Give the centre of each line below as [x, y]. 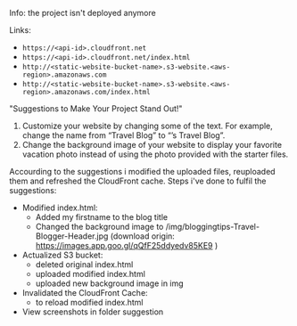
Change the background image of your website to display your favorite [152, 145]
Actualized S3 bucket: [62, 255]
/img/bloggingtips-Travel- [213, 227]
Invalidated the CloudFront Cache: [85, 293]
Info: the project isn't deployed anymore [82, 13]
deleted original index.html [84, 265]
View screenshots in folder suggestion [93, 312]
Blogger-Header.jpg [72, 236]
